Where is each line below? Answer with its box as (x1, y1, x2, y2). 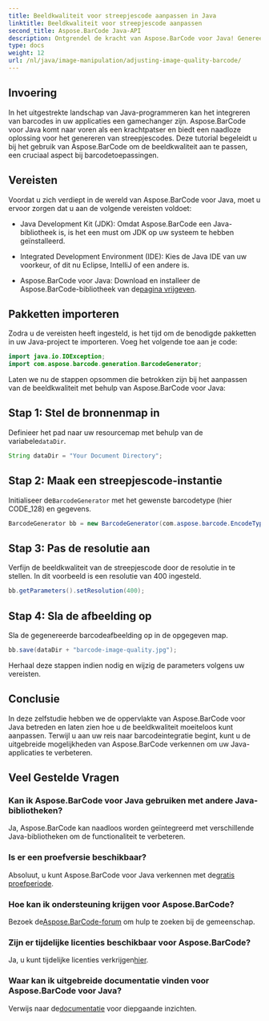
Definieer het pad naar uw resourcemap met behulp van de (8, 427, 203, 437)
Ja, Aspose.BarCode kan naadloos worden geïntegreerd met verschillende (8, 824, 255, 833)
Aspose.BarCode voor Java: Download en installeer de (19, 275, 201, 285)
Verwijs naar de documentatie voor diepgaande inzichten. (8, 1003, 198, 1013)
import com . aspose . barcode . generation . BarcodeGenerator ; (8, 360, 203, 368)
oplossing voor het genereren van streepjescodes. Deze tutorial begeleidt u (8, 133, 258, 143)
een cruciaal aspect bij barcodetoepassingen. (8, 150, 159, 160)
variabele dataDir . (8, 436, 66, 445)
